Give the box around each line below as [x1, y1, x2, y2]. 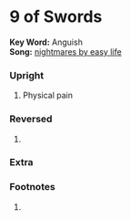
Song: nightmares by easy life [9, 46, 122, 57]
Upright [9, 68, 44, 81]
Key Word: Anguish [9, 37, 84, 47]
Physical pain [22, 89, 74, 101]
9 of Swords [9, 6, 103, 27]
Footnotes [9, 181, 56, 194]
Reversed [9, 112, 53, 125]
